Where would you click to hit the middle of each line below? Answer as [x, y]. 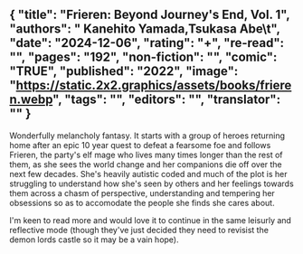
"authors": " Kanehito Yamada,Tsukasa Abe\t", [145, 29]
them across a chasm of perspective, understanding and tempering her [142, 193]
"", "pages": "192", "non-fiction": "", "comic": [143, 57]
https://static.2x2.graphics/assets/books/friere [154, 85]
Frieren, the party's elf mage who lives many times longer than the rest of [146, 155]
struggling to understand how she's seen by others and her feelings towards [151, 183]
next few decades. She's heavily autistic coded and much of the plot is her [148, 174]
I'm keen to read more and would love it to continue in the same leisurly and [151, 220]
